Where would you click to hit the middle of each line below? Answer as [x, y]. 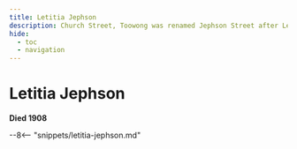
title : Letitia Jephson [53, 17]
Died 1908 [28, 118]
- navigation [41, 50]
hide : [19, 34]
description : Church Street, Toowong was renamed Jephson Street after [144, 26]
